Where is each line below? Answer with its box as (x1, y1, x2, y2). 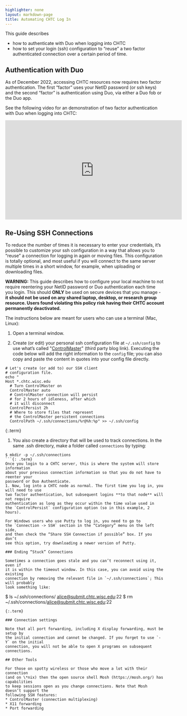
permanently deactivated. (5, 306, 61, 311)
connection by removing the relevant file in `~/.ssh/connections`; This (5, 576, 164, 581)
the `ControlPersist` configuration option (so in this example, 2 (5, 505, 150, 510)
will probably (5, 580, 35, 585)
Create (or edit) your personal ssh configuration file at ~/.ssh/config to (12, 340, 160, 346)
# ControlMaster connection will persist (10, 392, 98, 397)
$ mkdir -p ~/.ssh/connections (5, 452, 71, 457)
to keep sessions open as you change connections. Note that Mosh (5, 684, 148, 689)
